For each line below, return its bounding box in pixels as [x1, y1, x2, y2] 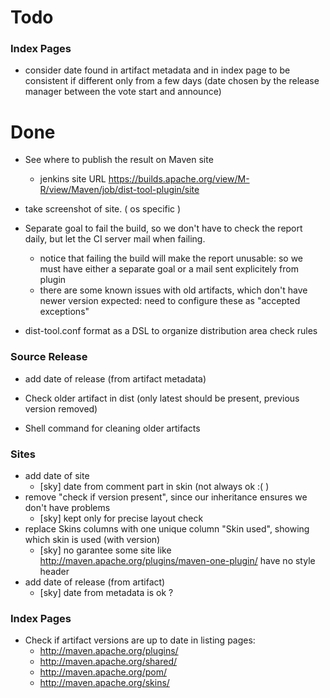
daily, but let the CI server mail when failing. [24, 233, 206, 245]
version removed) [24, 402, 98, 415]
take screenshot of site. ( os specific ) [24, 203, 182, 215]
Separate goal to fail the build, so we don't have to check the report [24, 222, 303, 235]
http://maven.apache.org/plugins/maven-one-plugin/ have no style [39, 555, 316, 567]
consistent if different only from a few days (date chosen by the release [24, 75, 320, 87]
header [39, 566, 70, 578]
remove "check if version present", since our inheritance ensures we [24, 491, 308, 503]
